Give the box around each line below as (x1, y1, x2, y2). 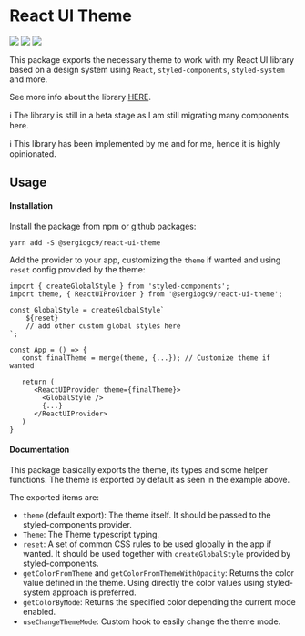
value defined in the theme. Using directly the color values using (22, 577, 265, 588)
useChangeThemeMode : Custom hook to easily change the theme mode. (22, 616, 281, 627)
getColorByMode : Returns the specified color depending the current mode (22, 596, 296, 607)
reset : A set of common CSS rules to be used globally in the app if (22, 539, 272, 549)
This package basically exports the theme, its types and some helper (9, 464, 269, 475)
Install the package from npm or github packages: (9, 221, 197, 231)
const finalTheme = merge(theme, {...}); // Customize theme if (21, 353, 271, 363)
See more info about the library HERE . (9, 91, 152, 102)
